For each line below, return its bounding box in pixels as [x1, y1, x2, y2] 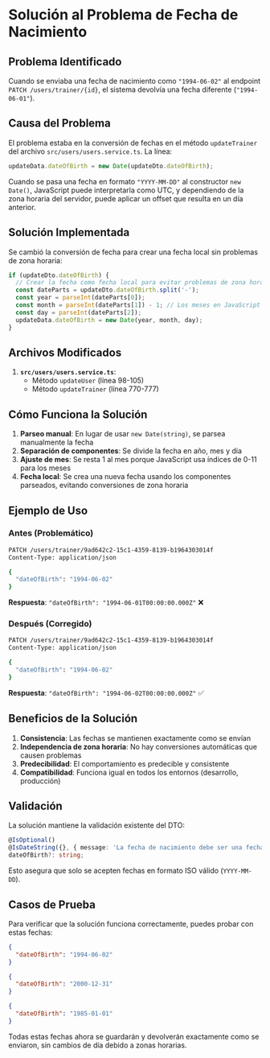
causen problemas [19, 750, 82, 760]
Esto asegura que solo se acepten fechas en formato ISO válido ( [8, 866, 223, 875]
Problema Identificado [8, 55, 122, 68]
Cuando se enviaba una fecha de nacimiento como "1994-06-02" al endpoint [8, 76, 261, 85]
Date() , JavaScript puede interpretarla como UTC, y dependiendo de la [8, 185, 244, 195]
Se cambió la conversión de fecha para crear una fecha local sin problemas [8, 247, 259, 257]
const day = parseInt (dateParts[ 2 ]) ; [15, 308, 142, 316]
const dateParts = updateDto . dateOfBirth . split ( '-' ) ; [15, 286, 199, 295]
